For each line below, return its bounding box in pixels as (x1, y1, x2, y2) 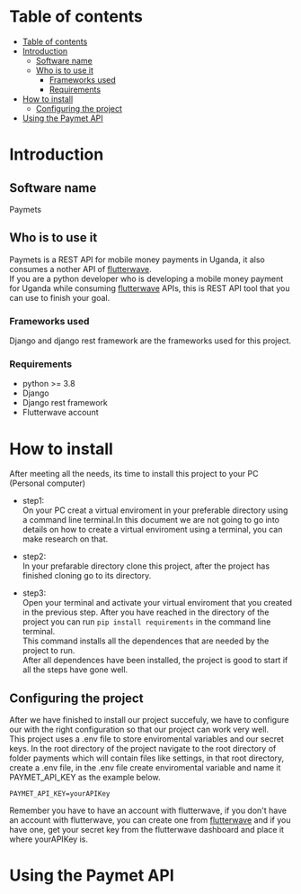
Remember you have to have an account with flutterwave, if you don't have (9, 805, 288, 816)
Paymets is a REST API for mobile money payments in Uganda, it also (9, 254, 265, 265)
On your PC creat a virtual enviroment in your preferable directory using (22, 505, 288, 515)
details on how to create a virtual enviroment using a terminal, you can (22, 525, 283, 535)
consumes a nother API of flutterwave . (9, 263, 152, 274)
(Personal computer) (9, 478, 86, 488)
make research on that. (22, 534, 109, 544)
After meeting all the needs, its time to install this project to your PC (9, 469, 259, 479)
